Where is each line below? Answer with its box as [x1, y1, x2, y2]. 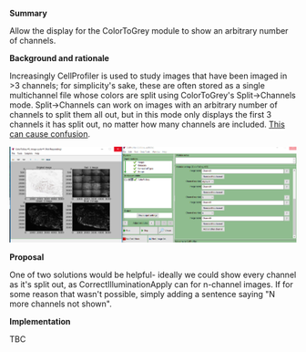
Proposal [9, 252, 45, 263]
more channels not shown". [9, 298, 112, 309]
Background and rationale [9, 53, 109, 63]
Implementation [9, 316, 71, 327]
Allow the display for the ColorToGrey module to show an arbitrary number [9, 26, 289, 36]
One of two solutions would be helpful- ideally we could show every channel [9, 269, 297, 281]
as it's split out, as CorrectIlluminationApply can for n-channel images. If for [9, 279, 293, 290]
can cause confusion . [9, 129, 91, 140]
